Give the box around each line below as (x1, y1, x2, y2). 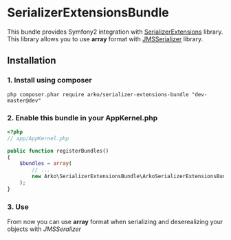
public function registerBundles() (7, 147, 109, 154)
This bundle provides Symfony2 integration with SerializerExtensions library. (7, 28, 223, 36)
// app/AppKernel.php (7, 135, 69, 142)
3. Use (7, 201, 29, 211)
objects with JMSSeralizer (7, 225, 81, 233)
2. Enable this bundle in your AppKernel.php (7, 113, 158, 122)
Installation (7, 55, 56, 67)
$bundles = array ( (19, 160, 72, 167)
